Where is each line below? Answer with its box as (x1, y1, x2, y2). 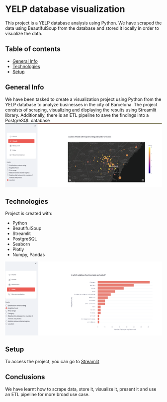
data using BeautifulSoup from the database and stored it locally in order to (5, 25, 159, 31)
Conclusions (5, 373, 45, 381)
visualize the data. (5, 30, 43, 36)
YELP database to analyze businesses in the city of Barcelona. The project (5, 101, 158, 107)
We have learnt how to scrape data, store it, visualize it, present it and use (5, 386, 157, 392)
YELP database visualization (5, 3, 125, 15)
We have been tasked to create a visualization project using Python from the (5, 96, 162, 102)
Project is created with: (5, 210, 53, 217)
